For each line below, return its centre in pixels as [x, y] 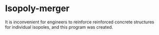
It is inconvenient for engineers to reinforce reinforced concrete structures [80, 22]
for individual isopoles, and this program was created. [59, 27]
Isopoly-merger [37, 9]
